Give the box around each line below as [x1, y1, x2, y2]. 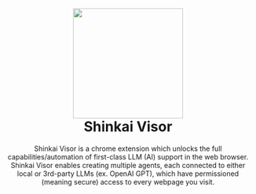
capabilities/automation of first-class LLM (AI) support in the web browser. [7, 152, 249, 161]
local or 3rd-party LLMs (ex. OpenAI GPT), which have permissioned [16, 169, 240, 178]
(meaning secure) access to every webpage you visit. [41, 177, 215, 186]
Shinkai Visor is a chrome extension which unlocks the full [34, 144, 222, 153]
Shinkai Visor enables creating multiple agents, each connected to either [10, 160, 246, 170]
